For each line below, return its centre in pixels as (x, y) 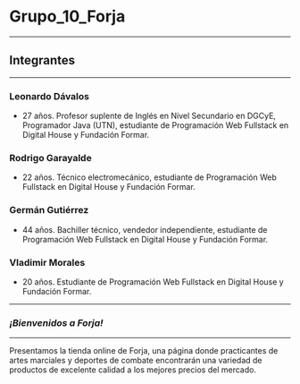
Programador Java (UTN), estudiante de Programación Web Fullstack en (155, 125)
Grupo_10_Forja (67, 17)
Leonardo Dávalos (50, 96)
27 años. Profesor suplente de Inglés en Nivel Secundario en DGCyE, (149, 116)
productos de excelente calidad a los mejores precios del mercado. (133, 370)
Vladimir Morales (47, 262)
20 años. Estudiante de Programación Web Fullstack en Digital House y (153, 282)
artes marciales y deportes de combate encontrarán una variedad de (136, 361)
